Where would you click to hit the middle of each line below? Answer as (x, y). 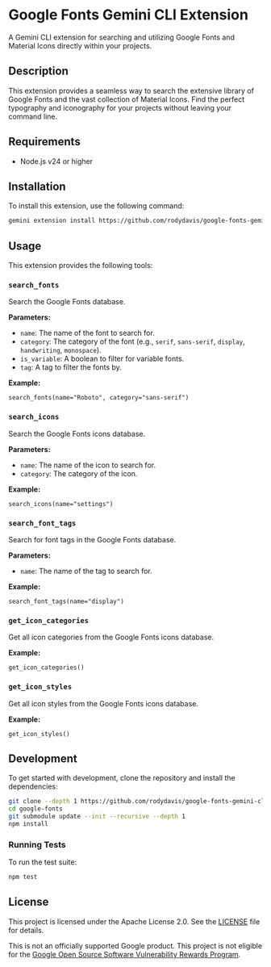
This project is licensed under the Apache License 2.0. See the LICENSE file (134, 921)
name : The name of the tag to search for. (86, 571)
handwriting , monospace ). (61, 350)
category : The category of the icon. (79, 473)
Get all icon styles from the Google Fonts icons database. (104, 703)
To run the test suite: (43, 862)
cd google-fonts (35, 809)
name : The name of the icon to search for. (88, 465)
